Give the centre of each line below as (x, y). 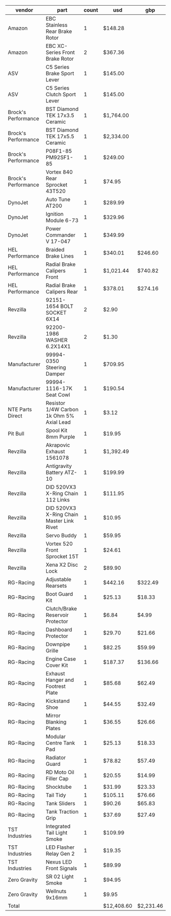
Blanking (56, 722)
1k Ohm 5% (60, 416)
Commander (61, 235)
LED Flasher (60, 847)
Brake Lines (60, 256)
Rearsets (56, 586)
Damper (55, 374)
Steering (56, 367)
